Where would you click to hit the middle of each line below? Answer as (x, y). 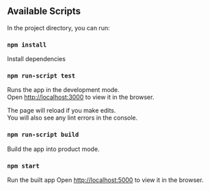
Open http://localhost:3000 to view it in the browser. (81, 97)
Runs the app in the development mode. (63, 90)
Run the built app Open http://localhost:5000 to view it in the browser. (105, 180)
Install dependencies (37, 59)
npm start (23, 166)
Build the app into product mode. (53, 149)
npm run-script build (43, 135)
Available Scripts (44, 11)
